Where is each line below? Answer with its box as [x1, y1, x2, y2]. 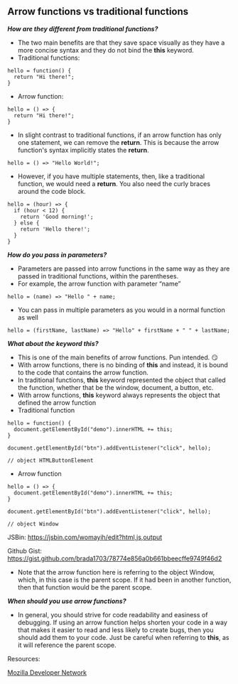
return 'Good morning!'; [20, 213, 94, 220]
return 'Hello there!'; [20, 225, 91, 233]
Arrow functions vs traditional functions [7, 6, 189, 18]
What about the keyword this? [7, 339, 99, 347]
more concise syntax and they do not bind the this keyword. [17, 45, 194, 54]
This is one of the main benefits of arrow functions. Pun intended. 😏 [17, 353, 219, 362]
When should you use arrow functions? [7, 597, 126, 605]
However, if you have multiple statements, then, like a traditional [17, 172, 205, 180]
